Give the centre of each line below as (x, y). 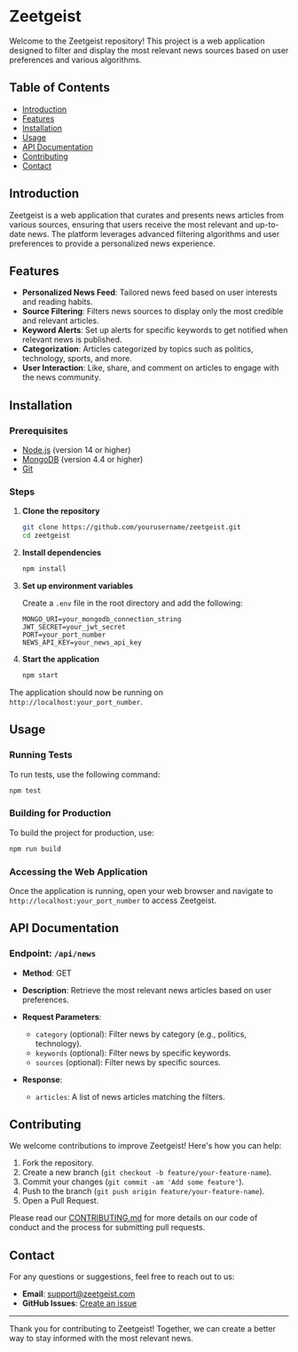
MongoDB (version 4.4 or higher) (82, 460)
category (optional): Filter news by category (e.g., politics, (141, 1034)
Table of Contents (60, 87)
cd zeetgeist (46, 536)
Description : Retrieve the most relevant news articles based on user (147, 990)
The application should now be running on (86, 692)
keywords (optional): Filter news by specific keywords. (133, 1053)
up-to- (267, 225)
